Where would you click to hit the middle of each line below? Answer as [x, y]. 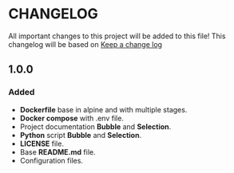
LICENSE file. [42, 144]
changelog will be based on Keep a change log [85, 44]
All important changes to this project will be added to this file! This [117, 36]
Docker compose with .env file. [71, 118]
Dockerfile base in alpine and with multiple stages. [103, 109]
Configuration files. [52, 160]
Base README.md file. [58, 151]
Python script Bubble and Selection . [81, 135]
